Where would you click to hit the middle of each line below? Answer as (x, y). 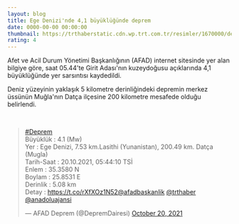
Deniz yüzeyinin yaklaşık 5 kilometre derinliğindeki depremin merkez (108, 89)
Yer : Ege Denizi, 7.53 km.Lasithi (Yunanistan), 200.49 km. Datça (119, 147)
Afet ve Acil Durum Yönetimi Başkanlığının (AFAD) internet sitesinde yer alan (118, 60)
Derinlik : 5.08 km (51, 184)
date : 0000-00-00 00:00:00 (47, 27)
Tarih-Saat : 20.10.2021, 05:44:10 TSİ (79, 162)
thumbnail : (23, 34)
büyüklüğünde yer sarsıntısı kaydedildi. (65, 76)
